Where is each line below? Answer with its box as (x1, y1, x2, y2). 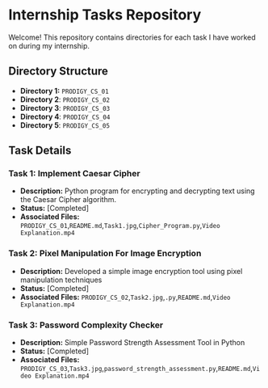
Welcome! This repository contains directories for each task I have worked (8, 32, 256, 42)
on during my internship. (8, 40, 90, 50)
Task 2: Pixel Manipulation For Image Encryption (8, 248, 202, 259)
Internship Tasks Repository (8, 6, 202, 24)
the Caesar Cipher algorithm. (19, 195, 117, 205)
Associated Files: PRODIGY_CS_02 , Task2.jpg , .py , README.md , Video (19, 292, 232, 302)
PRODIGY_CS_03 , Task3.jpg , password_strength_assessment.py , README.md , (19, 364, 253, 373)
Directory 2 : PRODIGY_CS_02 (19, 95, 111, 104)
